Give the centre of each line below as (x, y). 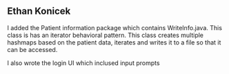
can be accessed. (32, 49)
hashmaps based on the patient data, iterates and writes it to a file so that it (114, 42)
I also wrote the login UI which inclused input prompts (83, 63)
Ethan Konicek (39, 11)
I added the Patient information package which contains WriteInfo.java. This (115, 27)
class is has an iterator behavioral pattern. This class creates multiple (106, 35)
